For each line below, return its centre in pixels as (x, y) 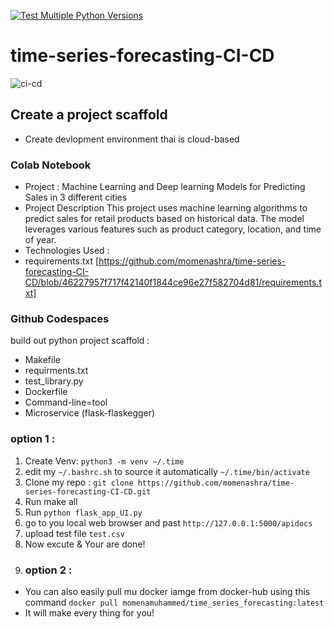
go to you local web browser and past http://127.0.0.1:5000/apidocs (168, 522)
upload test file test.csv (74, 533)
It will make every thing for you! (89, 612)
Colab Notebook (51, 165)
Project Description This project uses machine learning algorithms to (166, 208)
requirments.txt (56, 371)
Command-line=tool (66, 402)
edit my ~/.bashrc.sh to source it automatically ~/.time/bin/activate (167, 471)
